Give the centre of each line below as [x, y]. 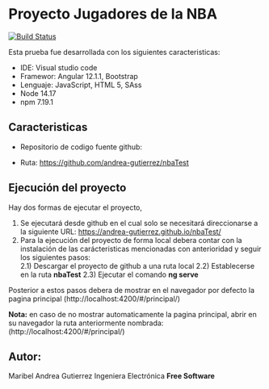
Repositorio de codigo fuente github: [81, 147]
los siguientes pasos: [55, 257]
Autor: [25, 356]
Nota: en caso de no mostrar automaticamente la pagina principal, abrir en [132, 314]
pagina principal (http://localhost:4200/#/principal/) [94, 299]
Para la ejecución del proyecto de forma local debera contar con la [131, 240]
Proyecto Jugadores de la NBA [113, 14]
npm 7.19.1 [37, 102]
